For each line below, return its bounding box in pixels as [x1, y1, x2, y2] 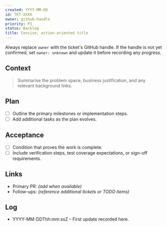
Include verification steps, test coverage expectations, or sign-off [12, 149, 147, 155]
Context [5, 64, 31, 72]
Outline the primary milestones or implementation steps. [12, 110, 128, 116]
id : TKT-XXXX [5, 12, 32, 17]
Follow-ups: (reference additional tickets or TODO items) [12, 188, 129, 194]
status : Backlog [5, 26, 39, 31]
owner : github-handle [5, 16, 50, 21]
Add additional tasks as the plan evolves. [12, 116, 97, 122]
